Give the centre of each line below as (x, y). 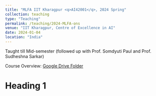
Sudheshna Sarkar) (25, 56)
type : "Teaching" (23, 19)
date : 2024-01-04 (23, 32)
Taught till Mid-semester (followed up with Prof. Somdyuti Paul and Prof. (78, 51)
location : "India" (24, 37)
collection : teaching (27, 14)
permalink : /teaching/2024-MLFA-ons (43, 23)
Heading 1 (26, 86)
